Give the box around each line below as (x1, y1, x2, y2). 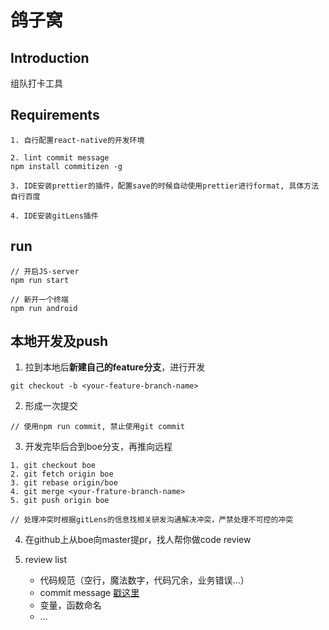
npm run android (10, 303, 78, 313)
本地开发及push (10, 333, 109, 350)
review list (24, 554, 68, 566)
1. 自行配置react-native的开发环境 (10, 135, 145, 145)
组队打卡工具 (10, 77, 63, 89)
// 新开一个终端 (10, 294, 69, 305)
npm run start (10, 275, 70, 285)
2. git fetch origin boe (10, 469, 114, 480)
